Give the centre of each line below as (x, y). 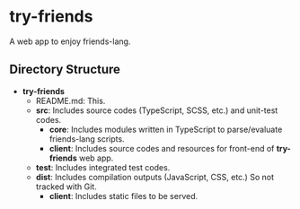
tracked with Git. (66, 187)
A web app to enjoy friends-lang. (70, 41)
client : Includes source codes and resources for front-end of (162, 148)
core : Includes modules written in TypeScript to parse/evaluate (166, 129)
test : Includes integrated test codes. (103, 167)
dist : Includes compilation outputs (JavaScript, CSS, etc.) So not (154, 177)
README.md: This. (71, 100)
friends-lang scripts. (87, 139)
